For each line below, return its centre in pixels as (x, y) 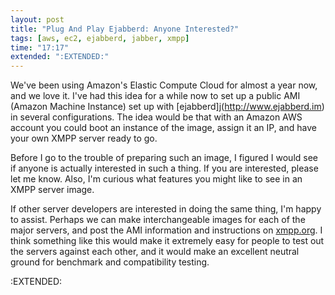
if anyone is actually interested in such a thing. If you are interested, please (164, 168)
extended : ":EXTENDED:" (60, 57)
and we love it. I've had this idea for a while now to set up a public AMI (155, 96)
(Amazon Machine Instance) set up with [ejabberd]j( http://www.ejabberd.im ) (167, 107)
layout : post (37, 19)
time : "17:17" (40, 47)
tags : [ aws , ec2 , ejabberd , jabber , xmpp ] (100, 38)
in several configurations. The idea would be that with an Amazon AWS (156, 117)
